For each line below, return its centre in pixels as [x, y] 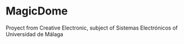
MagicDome [37, 11]
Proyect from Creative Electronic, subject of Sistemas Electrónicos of [92, 28]
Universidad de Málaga [34, 34]
